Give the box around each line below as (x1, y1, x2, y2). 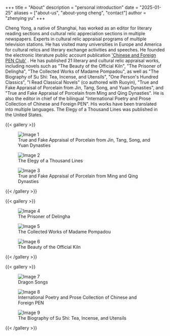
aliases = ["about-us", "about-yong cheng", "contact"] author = (14, 10, 146, 16)
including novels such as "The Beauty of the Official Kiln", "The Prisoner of (5, 63, 161, 69)
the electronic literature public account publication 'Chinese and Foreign (5, 52, 156, 58)
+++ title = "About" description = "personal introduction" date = (5, 5, 139, 10)
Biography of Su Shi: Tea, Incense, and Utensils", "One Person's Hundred (5, 74, 159, 80)
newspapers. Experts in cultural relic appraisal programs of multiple (5, 36, 147, 42)
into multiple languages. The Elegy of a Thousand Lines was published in (5, 107, 158, 112)
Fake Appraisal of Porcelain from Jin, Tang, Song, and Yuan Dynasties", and (5, 85, 164, 91)
